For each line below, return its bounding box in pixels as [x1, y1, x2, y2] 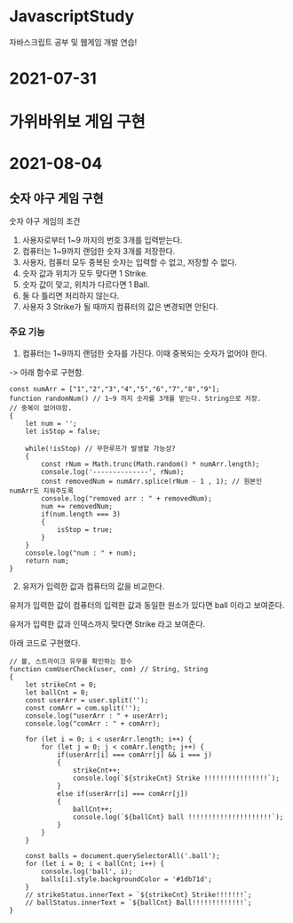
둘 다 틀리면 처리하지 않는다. [21, 291, 120, 301]
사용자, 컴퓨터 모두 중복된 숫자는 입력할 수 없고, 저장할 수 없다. [21, 257, 238, 268]
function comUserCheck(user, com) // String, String [9, 664, 209, 673]
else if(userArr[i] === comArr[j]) [56, 789, 189, 798]
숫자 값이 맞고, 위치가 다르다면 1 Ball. [21, 279, 150, 290]
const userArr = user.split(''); [25, 695, 149, 704]
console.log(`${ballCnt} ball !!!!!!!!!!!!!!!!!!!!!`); [72, 812, 284, 822]
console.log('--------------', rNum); [41, 467, 185, 477]
